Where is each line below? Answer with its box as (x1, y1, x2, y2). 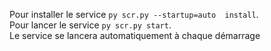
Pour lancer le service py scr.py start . (9, 19, 172, 31)
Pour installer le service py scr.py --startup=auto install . (9, 9, 259, 20)
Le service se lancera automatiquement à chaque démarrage (9, 30, 261, 41)
